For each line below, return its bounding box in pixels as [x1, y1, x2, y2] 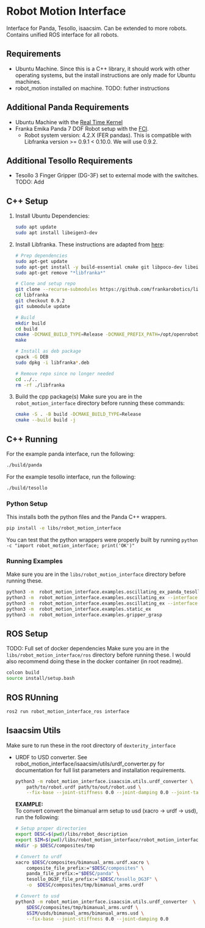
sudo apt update [15, 224, 57, 230]
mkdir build [15, 320, 46, 326]
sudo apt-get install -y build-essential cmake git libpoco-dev [15, 264, 182, 270]
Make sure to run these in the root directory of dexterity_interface [6, 742, 176, 749]
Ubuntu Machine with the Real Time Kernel [15, 118, 123, 126]
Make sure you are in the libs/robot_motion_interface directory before [6, 570, 186, 578]
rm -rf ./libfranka [15, 382, 65, 388]
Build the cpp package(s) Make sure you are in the [15, 393, 142, 400]
